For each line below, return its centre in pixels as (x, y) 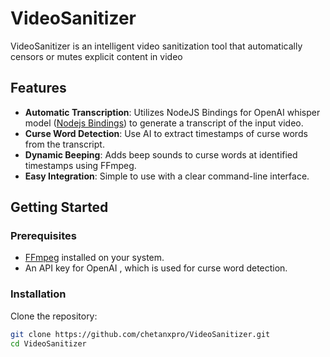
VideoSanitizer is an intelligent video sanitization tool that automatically (156, 46)
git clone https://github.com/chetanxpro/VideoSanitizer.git (140, 334)
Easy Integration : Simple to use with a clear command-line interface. (167, 176)
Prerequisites (43, 236)
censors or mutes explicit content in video (96, 56)
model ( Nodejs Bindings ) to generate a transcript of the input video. (164, 123)
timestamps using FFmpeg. (80, 165)
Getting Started (59, 207)
